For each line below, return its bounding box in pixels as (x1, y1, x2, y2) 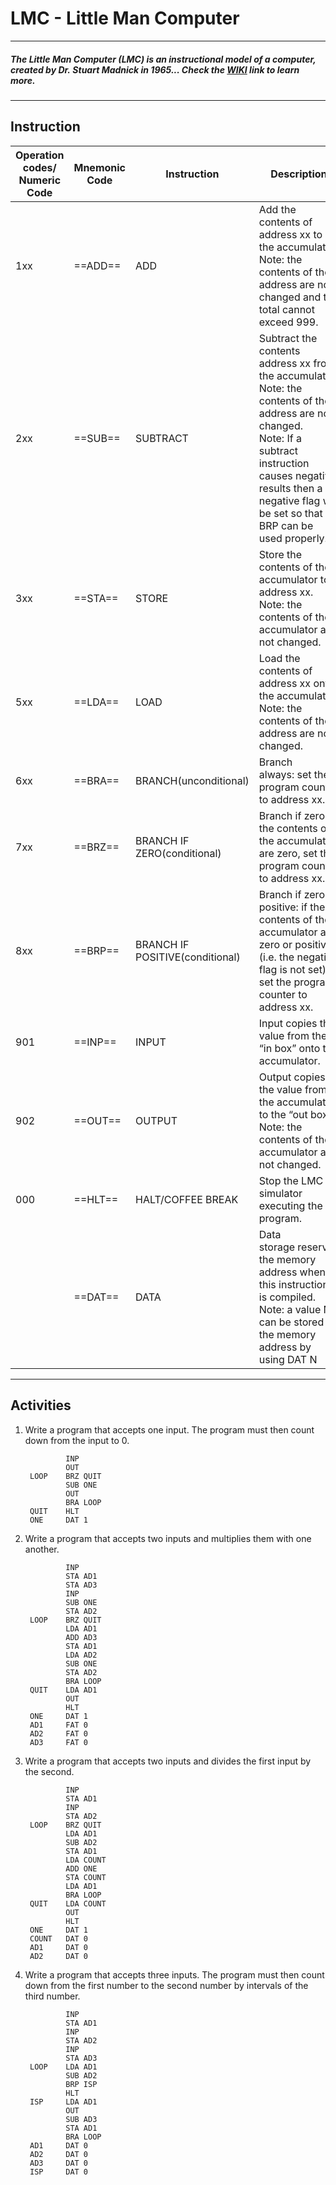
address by (258, 1340, 312, 1354)
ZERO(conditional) (135, 846, 222, 860)
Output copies (258, 1070, 326, 1084)
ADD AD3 (65, 1632, 98, 1642)
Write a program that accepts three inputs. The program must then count (24, 1968, 325, 1981)
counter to (258, 987, 308, 1001)
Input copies (258, 1016, 318, 1030)
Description (270, 167, 328, 181)
